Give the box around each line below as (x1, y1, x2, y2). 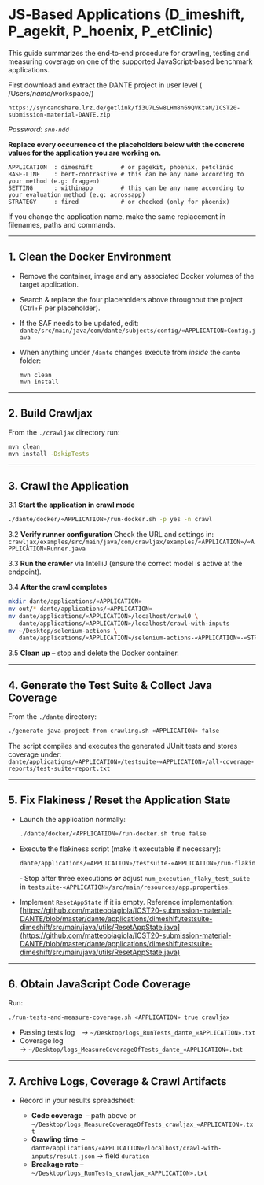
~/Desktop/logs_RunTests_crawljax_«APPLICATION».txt (31, 1169, 208, 1177)
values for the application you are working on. (8, 148, 162, 157)
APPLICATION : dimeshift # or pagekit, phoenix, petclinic (8, 163, 234, 171)
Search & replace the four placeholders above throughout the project (19, 294, 244, 304)
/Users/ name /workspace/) (8, 88, 94, 98)
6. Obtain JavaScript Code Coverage (8, 977, 191, 991)
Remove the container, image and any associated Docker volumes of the (19, 271, 255, 280)
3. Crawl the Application (8, 479, 130, 493)
